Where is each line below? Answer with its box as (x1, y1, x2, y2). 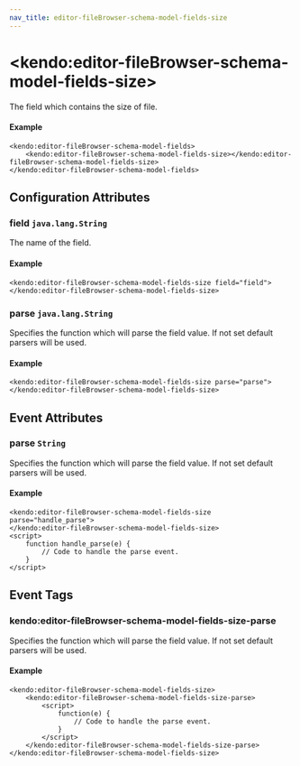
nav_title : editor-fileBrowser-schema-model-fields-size (9, 13, 228, 23)
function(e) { (57, 709, 111, 718)
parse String (9, 437, 66, 449)
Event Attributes (9, 410, 104, 425)
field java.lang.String (9, 217, 108, 230)
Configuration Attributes (9, 190, 150, 206)
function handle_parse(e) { (25, 540, 131, 549)
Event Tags (9, 587, 74, 603)
